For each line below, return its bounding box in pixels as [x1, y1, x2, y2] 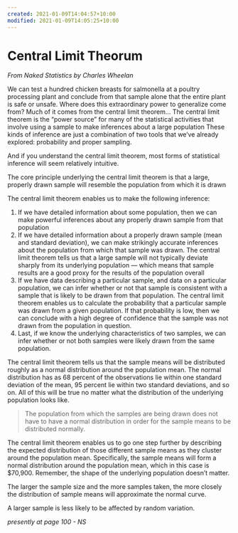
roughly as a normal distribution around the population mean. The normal [7, 366, 222, 374]
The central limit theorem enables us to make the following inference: [7, 194, 210, 203]
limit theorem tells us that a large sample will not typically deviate [17, 253, 208, 262]
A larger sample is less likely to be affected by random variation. [7, 504, 195, 512]
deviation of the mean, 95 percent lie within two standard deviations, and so [7, 381, 229, 389]
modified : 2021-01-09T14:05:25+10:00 [7, 17, 119, 24]
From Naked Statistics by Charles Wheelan [7, 71, 134, 80]
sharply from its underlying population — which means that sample [17, 261, 215, 270]
